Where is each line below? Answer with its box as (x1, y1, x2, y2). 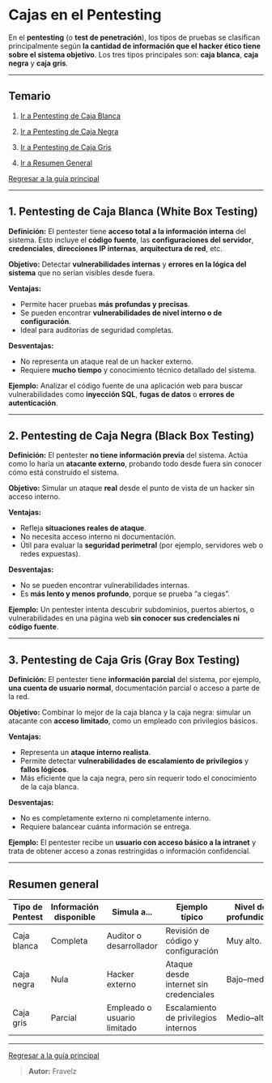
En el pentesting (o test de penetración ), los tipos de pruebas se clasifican (8, 32, 261, 42)
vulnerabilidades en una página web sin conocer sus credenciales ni (8, 613, 240, 623)
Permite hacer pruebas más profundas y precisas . (19, 299, 190, 309)
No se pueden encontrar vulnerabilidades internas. (19, 581, 190, 591)
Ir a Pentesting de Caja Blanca (19, 111, 121, 121)
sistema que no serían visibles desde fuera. (8, 267, 155, 277)
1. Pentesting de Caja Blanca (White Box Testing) (8, 205, 258, 219)
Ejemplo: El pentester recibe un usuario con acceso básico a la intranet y (8, 838, 257, 847)
